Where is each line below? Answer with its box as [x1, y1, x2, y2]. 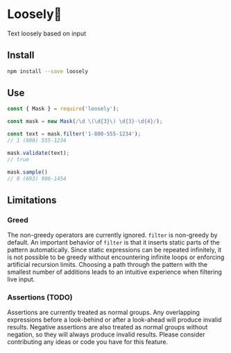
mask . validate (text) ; [7, 149, 70, 156]
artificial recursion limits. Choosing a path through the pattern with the [7, 261, 208, 269]
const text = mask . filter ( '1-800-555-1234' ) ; [7, 131, 141, 138]
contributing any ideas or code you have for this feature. [7, 338, 169, 346]
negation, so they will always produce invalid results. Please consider [7, 330, 205, 339]
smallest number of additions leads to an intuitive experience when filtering [7, 268, 222, 277]
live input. [7, 275, 35, 284]
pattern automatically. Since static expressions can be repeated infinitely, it [7, 246, 222, 254]
